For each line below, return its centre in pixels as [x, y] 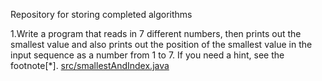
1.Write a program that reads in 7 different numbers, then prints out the [156, 33]
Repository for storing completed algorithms [101, 14]
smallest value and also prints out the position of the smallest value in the [161, 44]
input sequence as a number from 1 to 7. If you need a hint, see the [147, 55]
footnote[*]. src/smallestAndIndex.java [90, 65]
